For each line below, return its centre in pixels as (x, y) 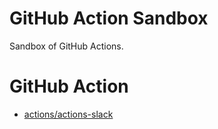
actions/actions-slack (68, 114)
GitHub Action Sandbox (109, 18)
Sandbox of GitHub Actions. (66, 46)
